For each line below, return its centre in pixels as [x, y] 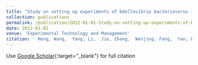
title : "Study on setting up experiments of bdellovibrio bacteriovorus [97, 12]
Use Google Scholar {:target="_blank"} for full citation [71, 56]
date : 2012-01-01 [27, 28]
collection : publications [38, 17]
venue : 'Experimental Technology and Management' [68, 34]
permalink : [19, 22]
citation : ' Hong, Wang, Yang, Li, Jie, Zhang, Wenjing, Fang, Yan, [97, 39]
